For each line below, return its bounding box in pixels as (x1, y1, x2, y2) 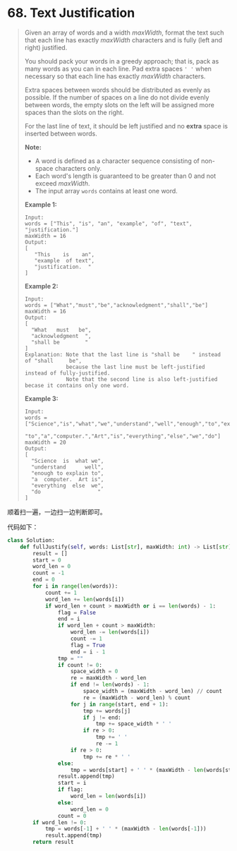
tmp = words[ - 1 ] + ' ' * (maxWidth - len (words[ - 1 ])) (44, 826, 207, 833)
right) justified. (24, 43, 68, 52)
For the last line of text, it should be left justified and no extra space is (24, 121, 228, 130)
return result (32, 838, 74, 846)
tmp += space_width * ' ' (95, 720, 172, 728)
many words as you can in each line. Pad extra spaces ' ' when (24, 64, 212, 73)
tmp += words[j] (83, 707, 131, 714)
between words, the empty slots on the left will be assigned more (24, 100, 215, 109)
